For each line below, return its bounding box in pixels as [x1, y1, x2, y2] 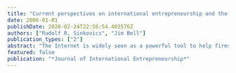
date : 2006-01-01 [7, 17, 58, 24]
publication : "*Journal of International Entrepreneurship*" [7, 56, 190, 63]
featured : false [7, 49, 55, 56]
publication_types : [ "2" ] [7, 36, 83, 43]
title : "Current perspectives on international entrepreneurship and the [7, 10, 228, 17]
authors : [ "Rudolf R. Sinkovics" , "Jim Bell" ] [7, 29, 146, 37]
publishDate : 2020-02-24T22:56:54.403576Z [7, 23, 133, 30]
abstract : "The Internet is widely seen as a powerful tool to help [7, 42, 212, 49]
